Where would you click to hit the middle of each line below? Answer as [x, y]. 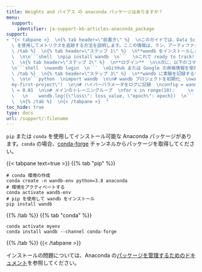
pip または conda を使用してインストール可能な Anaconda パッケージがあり [99, 136]
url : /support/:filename [37, 118]
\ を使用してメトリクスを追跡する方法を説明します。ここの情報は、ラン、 [90, 46]
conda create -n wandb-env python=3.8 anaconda [67, 181]
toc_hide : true [25, 107]
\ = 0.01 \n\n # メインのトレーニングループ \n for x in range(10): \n [103, 90]
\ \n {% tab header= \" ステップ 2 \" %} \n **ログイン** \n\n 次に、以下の [99, 62]
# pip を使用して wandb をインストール [50, 199]
